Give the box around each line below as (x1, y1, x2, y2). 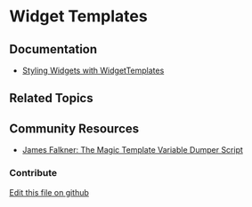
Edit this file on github (9, 187, 89, 197)
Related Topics (9, 91, 93, 106)
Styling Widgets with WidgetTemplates (21, 65, 165, 76)
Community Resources (9, 121, 140, 136)
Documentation (9, 42, 98, 57)
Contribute (9, 167, 58, 179)
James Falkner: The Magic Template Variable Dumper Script (21, 145, 243, 155)
